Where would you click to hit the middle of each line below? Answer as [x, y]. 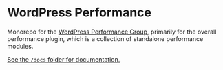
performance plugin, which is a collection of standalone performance [105, 38]
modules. [20, 46]
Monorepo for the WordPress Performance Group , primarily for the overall [112, 32]
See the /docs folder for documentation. [64, 59]
